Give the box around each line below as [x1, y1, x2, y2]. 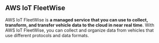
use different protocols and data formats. [5, 32, 89, 38]
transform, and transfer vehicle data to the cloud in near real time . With [5, 22, 155, 28]
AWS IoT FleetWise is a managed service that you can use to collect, [5, 17, 148, 22]
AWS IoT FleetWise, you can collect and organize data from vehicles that [5, 27, 154, 33]
